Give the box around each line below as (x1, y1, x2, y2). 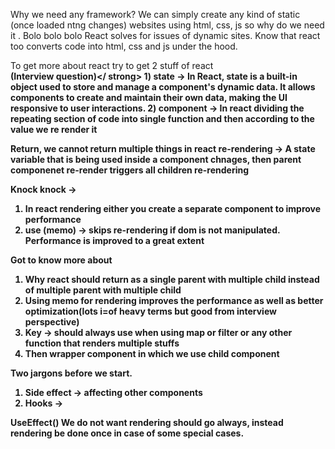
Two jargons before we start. (10, 367, 133, 379)
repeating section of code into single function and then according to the (10, 113, 315, 124)
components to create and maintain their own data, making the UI (10, 92, 288, 103)
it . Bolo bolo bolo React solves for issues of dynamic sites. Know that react (10, 30, 321, 41)
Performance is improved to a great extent (24, 235, 205, 246)
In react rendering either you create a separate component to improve (24, 203, 322, 214)
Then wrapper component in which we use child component (24, 348, 280, 359)
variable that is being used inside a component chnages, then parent (10, 154, 302, 165)
